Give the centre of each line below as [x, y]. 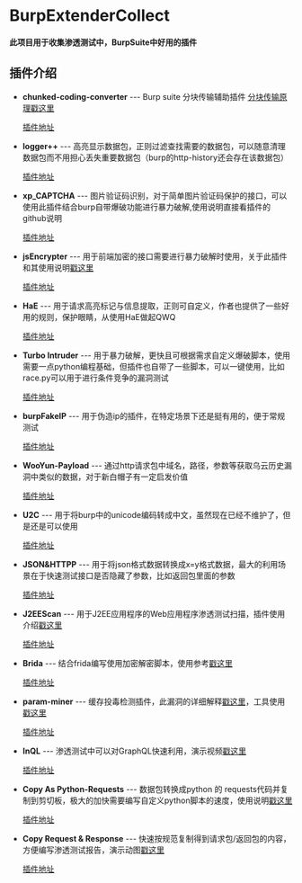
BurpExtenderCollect [90, 16]
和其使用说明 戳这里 [58, 267]
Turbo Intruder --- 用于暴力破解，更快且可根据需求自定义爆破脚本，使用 [156, 355]
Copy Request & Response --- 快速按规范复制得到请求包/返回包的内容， [157, 838]
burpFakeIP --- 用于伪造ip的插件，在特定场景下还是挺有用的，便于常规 [154, 415]
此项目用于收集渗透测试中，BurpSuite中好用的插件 [103, 42]
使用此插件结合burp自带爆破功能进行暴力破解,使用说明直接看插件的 [147, 207]
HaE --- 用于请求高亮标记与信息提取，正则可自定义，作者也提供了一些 [152, 306]
